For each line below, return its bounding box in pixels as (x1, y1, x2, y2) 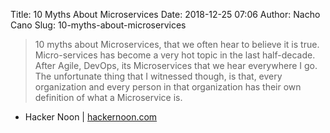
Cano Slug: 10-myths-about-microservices (10, 19, 187, 31)
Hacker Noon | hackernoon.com (24, 111, 158, 123)
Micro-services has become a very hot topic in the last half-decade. (34, 49, 316, 61)
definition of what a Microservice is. (34, 92, 183, 103)
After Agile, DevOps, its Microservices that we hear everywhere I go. (34, 60, 318, 71)
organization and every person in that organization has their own (34, 81, 302, 93)
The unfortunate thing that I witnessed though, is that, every (34, 70, 283, 82)
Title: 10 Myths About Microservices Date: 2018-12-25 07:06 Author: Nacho (10, 9, 321, 20)
